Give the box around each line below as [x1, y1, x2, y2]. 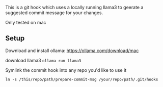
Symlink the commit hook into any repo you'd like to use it [5, 67, 127, 73]
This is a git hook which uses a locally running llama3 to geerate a [5, 5, 144, 10]
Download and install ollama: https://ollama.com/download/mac [5, 48, 139, 54]
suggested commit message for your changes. [5, 10, 103, 16]
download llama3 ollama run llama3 [5, 57, 81, 63]
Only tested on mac [5, 20, 47, 25]
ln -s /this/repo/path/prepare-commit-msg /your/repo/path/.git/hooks [5, 77, 158, 82]
